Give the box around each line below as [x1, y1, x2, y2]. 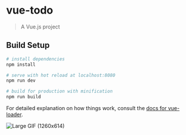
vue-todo [6, 4, 53, 17]
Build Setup [6, 40, 50, 50]
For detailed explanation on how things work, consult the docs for [6, 105, 167, 111]
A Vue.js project [20, 23, 61, 30]
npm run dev [6, 78, 36, 83]
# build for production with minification [6, 88, 113, 95]
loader [6, 111, 22, 118]
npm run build [6, 94, 42, 100]
